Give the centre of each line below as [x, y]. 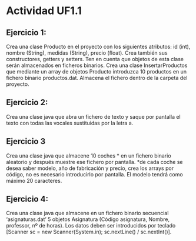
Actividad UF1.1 [44, 11]
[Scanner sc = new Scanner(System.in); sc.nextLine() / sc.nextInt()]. [89, 232]
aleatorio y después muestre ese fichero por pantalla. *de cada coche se [95, 162]
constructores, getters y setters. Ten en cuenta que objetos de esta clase [95, 59]
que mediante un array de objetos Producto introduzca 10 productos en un [97, 71]
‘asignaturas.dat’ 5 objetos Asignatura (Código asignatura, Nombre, [88, 219]
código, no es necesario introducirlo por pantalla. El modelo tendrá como [95, 174]
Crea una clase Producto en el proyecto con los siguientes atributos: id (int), [98, 46]
